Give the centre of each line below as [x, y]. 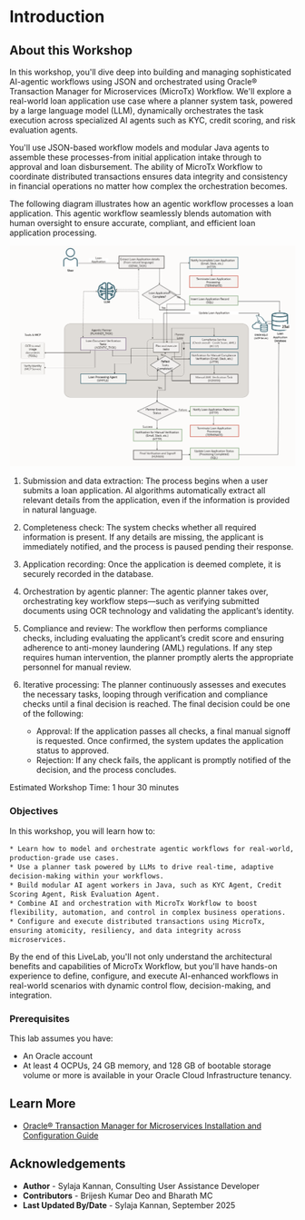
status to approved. [72, 750]
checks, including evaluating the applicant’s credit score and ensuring [153, 639]
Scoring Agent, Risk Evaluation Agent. [85, 894]
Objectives [34, 811]
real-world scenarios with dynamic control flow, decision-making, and [140, 985]
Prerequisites [39, 1018]
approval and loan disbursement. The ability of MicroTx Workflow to [136, 167]
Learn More [43, 1104]
